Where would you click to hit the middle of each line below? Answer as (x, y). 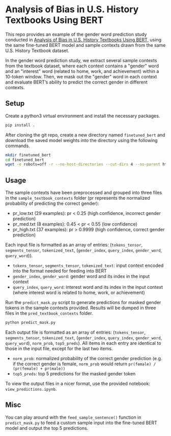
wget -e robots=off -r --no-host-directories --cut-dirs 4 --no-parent (83, 165)
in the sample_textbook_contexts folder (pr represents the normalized (78, 198)
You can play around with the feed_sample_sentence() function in (73, 417)
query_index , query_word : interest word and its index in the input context (88, 287)
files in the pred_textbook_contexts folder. (49, 313)
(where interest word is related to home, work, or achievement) (79, 293)
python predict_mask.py (31, 323)
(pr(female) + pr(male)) (39, 369)
